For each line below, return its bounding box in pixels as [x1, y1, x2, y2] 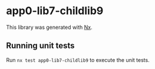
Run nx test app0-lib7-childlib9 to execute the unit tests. [6, 56, 150, 63]
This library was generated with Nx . [6, 24, 93, 31]
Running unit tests [6, 41, 75, 51]
